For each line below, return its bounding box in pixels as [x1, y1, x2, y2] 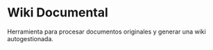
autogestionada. [7, 34, 54, 42]
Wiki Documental [7, 5, 109, 21]
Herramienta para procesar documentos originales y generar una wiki [7, 27, 206, 36]
